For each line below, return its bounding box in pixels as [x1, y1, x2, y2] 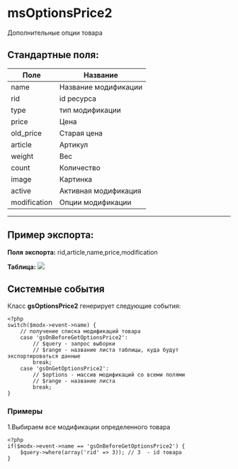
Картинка [59, 174, 93, 184]
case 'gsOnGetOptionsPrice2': [20, 365, 110, 373]
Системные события [7, 282, 105, 295]
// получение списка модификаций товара [20, 328, 141, 335]
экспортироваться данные [7, 353, 81, 360]
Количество [59, 162, 101, 172]
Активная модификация [59, 186, 142, 196]
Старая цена [59, 128, 103, 138]
